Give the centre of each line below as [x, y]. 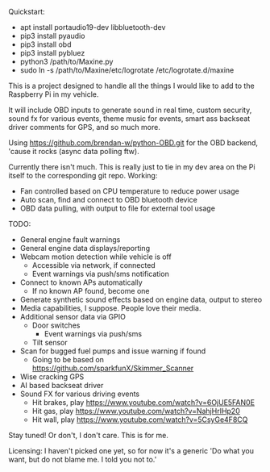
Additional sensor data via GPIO [73, 317]
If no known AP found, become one [91, 291]
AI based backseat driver [62, 385]
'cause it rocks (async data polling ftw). [74, 151]
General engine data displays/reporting [85, 248]
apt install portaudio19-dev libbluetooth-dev [93, 27]
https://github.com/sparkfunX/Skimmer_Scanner [113, 368]
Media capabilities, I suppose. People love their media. [110, 308]
